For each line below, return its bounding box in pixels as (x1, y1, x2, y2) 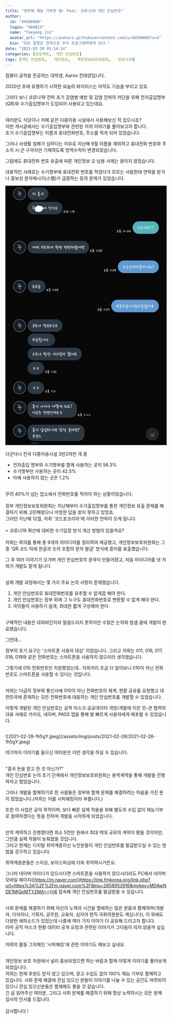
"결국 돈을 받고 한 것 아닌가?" (5, 765, 64, 772)
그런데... (5, 636, 22, 642)
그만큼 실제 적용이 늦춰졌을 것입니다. (5, 836, 78, 842)
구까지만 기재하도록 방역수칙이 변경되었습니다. (25, 147, 118, 153)
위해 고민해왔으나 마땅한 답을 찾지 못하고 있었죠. (18, 509, 115, 515)
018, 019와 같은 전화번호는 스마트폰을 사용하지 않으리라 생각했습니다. (5, 654, 143, 660)
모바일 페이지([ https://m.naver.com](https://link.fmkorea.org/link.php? (5, 877, 151, 883)
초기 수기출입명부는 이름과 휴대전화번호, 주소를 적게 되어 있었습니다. (5, 130, 141, 136)
